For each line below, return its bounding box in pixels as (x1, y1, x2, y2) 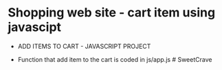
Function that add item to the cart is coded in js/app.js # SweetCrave (17, 55, 212, 63)
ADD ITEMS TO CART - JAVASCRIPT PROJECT (17, 42, 151, 50)
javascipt (8, 19, 61, 35)
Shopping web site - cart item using (8, 5, 216, 21)
